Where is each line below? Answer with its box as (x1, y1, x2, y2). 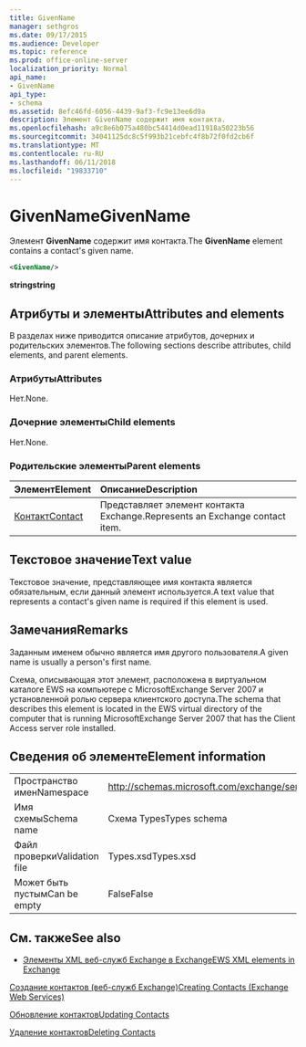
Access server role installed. (9, 722, 117, 733)
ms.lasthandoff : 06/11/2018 (9, 157, 117, 167)
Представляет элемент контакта (99, 498, 245, 511)
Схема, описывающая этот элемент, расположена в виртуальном (9, 674, 267, 685)
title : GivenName (9, 13, 76, 23)
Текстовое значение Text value (9, 552, 192, 568)
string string (9, 279, 56, 290)
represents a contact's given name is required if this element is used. (9, 595, 269, 607)
